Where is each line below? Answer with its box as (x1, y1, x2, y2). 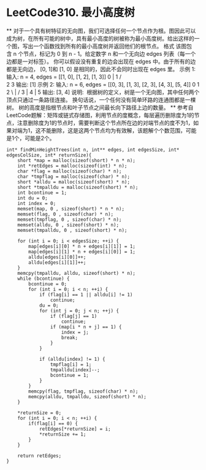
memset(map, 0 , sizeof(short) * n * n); (17, 206, 124, 212)
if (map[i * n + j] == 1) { (50, 323, 122, 330)
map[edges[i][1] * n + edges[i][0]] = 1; (28, 248, 136, 255)
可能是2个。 (24, 134, 55, 142)
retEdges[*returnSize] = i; (39, 426, 112, 432)
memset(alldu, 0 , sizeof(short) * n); (17, 222, 120, 228)
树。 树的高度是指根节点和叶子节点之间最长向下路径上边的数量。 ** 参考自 (6, 104, 194, 111)
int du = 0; (17, 195, 48, 201)
